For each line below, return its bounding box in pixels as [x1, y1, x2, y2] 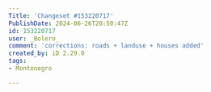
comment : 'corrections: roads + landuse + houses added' [8, 42, 205, 50]
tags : [8, 57, 27, 65]
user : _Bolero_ [8, 34, 60, 43]
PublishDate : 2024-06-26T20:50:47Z [8, 19, 129, 27]
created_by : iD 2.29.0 [8, 49, 85, 57]
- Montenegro [8, 65, 53, 73]
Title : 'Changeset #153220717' [8, 11, 114, 20]
